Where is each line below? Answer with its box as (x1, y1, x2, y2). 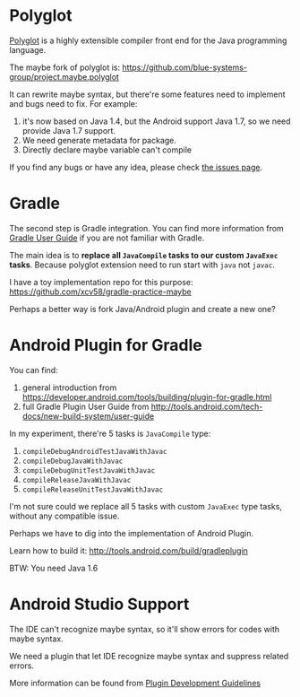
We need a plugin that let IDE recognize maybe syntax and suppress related (9, 650, 289, 661)
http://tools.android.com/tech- (150, 401, 263, 412)
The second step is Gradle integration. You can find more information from (9, 222, 284, 233)
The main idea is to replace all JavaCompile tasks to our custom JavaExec (9, 249, 279, 260)
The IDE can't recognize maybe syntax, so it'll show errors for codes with (9, 623, 280, 634)
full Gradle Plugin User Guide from (21, 401, 150, 412)
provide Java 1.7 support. (21, 125, 116, 135)
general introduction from (21, 382, 117, 393)
